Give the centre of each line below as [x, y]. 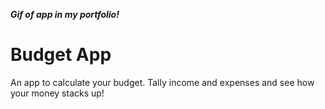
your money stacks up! [57, 93]
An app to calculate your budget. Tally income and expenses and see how [162, 82]
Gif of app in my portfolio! [65, 14]
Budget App [61, 55]
